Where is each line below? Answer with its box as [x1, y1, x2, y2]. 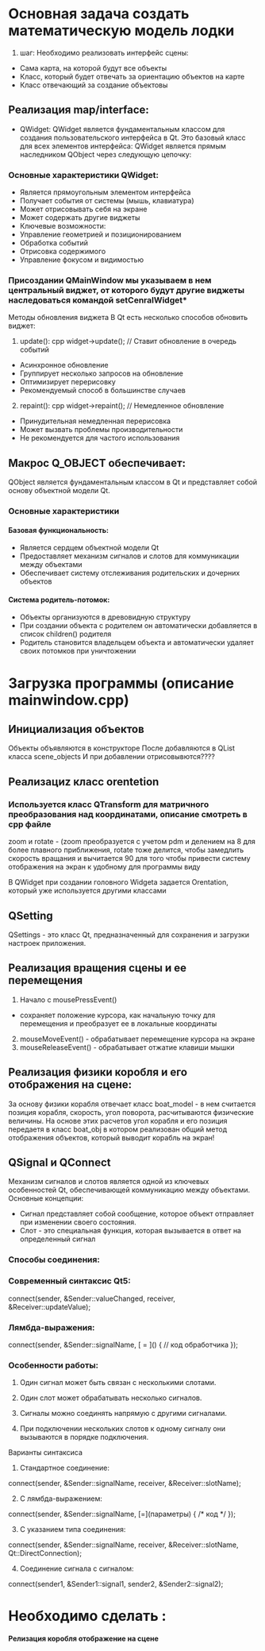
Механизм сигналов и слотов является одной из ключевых [8, 1177, 209, 1186]
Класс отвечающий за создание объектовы [19, 80, 168, 90]
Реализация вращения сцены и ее [8, 962, 187, 975]
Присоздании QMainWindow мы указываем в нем [8, 275, 212, 286]
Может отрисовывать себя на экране [19, 204, 148, 214]
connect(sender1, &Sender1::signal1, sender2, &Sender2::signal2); [8, 1580, 224, 1589]
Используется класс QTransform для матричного [8, 799, 209, 810]
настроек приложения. [8, 938, 86, 947]
